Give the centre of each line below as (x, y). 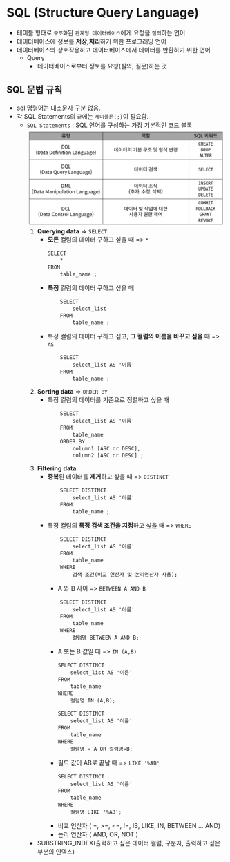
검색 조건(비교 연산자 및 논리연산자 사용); (125, 575)
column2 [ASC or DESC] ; (108, 455)
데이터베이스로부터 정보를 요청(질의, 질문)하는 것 (102, 66)
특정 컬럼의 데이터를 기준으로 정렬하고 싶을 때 (108, 399)
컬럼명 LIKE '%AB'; (96, 812)
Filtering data (57, 468)
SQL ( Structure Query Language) (103, 13)
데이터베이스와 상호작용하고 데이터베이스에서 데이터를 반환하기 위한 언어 (114, 50)
